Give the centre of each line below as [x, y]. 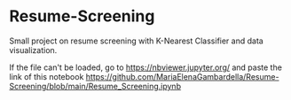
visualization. [33, 50]
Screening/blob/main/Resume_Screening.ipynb [95, 86]
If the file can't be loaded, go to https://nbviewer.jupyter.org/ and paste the [145, 67]
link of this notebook [47, 76]
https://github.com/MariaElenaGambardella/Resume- [182, 76]
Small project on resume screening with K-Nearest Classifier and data [136, 41]
